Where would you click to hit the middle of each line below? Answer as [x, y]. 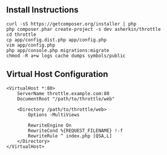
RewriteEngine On [50, 125]
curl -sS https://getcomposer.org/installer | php [71, 24]
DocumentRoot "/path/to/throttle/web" [66, 99]
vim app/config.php [31, 45]
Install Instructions [42, 10]
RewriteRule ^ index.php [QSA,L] [70, 136]
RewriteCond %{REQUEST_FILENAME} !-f [75, 130]
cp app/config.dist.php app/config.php [57, 40]
